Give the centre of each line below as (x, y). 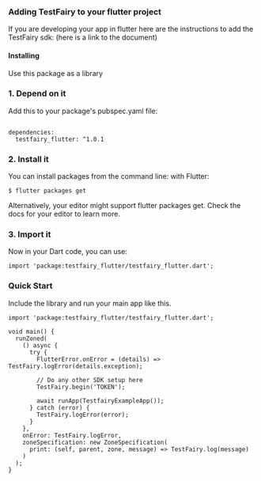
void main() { (32, 331)
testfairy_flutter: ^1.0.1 (60, 139)
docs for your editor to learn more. (64, 214)
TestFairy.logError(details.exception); (76, 366)
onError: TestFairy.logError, (72, 435)
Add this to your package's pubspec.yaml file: (83, 111)
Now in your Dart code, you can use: (68, 252)
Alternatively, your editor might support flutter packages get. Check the (125, 206)
